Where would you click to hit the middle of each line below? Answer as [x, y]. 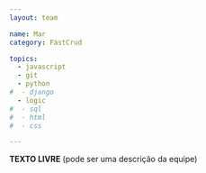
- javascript [42, 67]
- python [34, 84]
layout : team [34, 18]
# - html [28, 117]
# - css [26, 126]
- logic [32, 100]
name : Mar [28, 34]
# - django [31, 92]
